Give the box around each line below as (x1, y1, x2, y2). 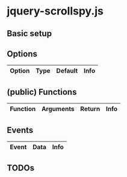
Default (56, 66, 78, 75)
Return (80, 105, 101, 113)
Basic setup (7, 28, 52, 39)
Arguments (42, 105, 75, 113)
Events (7, 125, 34, 135)
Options (7, 48, 38, 59)
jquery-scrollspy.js (7, 4, 104, 18)
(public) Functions (7, 86, 77, 97)
